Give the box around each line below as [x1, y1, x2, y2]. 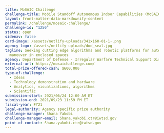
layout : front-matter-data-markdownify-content [5, 16, 104, 21]
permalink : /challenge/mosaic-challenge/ [5, 20, 91, 26]
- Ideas [9, 75, 25, 80]
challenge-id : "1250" [5, 25, 49, 30]
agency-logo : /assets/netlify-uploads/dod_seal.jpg [5, 43, 112, 48]
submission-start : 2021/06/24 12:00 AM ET [5, 93, 93, 98]
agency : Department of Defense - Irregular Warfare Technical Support [5, 57, 152, 62]
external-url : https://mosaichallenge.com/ [5, 61, 95, 66]
